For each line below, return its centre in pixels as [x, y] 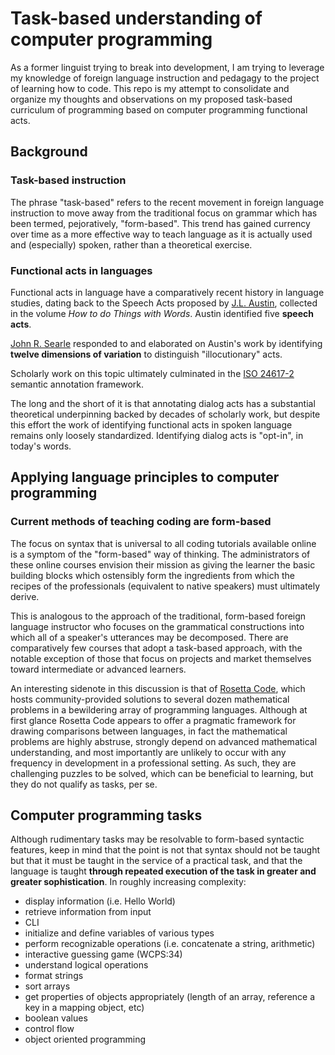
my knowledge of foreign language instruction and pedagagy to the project [165, 78]
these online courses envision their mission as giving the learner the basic [163, 564]
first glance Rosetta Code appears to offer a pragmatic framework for [153, 720]
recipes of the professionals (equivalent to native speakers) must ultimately [165, 586]
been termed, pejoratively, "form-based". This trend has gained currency [160, 223]
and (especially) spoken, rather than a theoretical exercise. [131, 244]
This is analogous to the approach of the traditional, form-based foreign [158, 616]
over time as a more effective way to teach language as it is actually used [161, 234]
